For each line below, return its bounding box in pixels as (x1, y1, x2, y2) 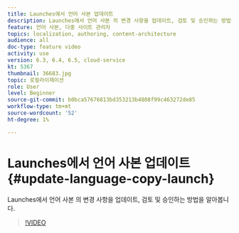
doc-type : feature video (7, 43, 81, 50)
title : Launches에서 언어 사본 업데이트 (7, 10, 114, 18)
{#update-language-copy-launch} (7, 170, 215, 187)
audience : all (7, 37, 50, 44)
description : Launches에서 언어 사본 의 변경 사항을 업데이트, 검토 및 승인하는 (7, 17, 218, 24)
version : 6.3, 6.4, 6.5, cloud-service (7, 57, 126, 64)
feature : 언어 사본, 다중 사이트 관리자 (7, 23, 111, 31)
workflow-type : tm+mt (7, 103, 72, 110)
